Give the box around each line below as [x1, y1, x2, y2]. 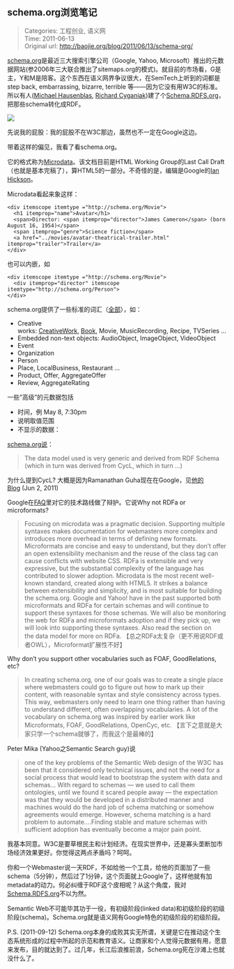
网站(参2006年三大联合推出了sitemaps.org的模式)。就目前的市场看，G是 [13, 65, 221, 73]
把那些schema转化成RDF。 [7, 100, 85, 108]
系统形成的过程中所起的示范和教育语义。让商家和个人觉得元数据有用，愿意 [13, 936, 227, 945]
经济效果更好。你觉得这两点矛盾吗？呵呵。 [13, 848, 136, 857]
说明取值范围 [17, 416, 54, 425]
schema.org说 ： [7, 439, 54, 449]
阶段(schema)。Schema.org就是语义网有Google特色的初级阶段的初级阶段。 [7, 912, 224, 921]
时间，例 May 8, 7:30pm [17, 407, 87, 416]
